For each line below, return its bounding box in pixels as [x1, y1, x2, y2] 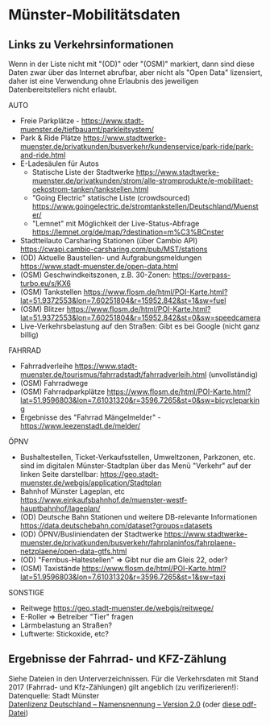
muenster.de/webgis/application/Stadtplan [19, 478, 162, 487]
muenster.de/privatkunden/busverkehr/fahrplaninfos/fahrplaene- [19, 538, 236, 547]
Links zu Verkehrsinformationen [8, 38, 174, 52]
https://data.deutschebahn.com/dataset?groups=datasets [19, 521, 213, 530]
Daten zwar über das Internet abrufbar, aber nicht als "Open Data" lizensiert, [8, 68, 263, 77]
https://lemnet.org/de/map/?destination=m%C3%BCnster [31, 227, 224, 237]
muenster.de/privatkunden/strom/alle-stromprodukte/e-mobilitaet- [31, 176, 254, 185]
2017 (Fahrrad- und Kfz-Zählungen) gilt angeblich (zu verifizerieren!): [8, 682, 239, 692]
